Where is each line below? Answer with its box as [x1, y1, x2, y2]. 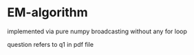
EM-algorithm [7, 5, 88, 20]
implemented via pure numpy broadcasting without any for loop [7, 27, 188, 35]
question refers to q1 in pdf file [7, 40, 94, 48]
